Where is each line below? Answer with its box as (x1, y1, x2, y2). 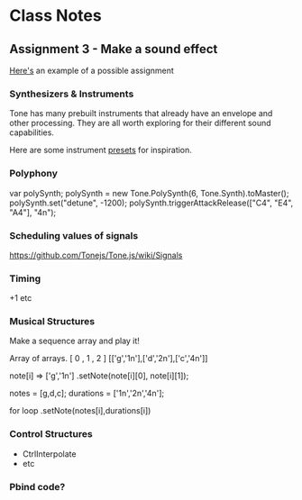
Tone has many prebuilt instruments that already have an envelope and (9, 108, 273, 119)
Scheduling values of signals (9, 229, 139, 241)
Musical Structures (9, 315, 96, 328)
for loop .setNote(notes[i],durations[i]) (9, 405, 151, 416)
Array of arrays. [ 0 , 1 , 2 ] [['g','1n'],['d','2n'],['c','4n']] (9, 353, 208, 364)
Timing (9, 272, 41, 285)
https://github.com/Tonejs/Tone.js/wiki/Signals (9, 250, 183, 260)
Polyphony (9, 168, 59, 180)
